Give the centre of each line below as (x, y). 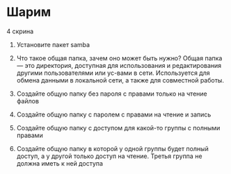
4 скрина (20, 31)
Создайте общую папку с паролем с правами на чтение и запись (114, 114)
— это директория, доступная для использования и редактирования (119, 65)
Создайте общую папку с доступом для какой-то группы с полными (118, 128)
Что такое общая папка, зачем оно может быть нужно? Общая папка (119, 58)
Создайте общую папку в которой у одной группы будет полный (113, 148)
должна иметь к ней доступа (60, 163)
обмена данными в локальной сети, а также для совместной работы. (120, 80)
